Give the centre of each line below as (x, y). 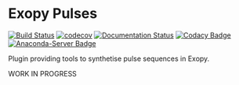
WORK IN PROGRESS (42, 73)
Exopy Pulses (53, 14)
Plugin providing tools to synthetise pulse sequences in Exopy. (109, 58)
